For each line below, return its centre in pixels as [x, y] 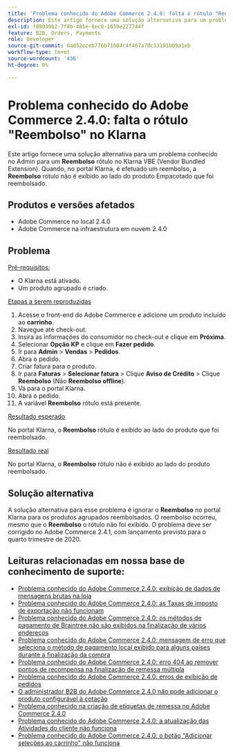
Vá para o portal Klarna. [52, 389]
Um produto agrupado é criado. [63, 288]
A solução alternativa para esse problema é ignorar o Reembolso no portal [114, 510]
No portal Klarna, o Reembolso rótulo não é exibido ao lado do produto [109, 464]
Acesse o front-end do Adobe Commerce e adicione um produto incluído [122, 315]
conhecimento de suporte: [66, 572]
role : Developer [31, 39]
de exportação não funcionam [61, 610]
